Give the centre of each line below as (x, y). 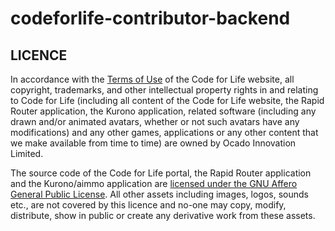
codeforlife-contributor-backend (150, 18)
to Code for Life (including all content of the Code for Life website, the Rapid (167, 100)
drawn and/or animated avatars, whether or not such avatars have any (155, 121)
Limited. (27, 153)
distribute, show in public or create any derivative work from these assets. (163, 215)
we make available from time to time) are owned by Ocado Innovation (153, 143)
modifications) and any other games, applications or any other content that (164, 132)
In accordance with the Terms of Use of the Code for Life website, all (152, 79)
